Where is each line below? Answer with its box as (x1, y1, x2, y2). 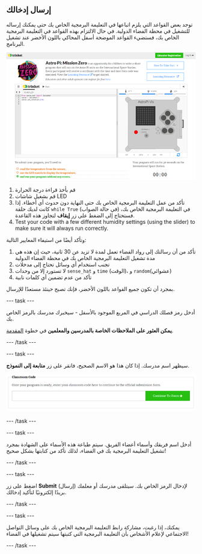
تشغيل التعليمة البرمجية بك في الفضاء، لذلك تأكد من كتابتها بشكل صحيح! (6, 447, 167, 454)
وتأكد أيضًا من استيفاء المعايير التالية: (6, 236, 87, 243)
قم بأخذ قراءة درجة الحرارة (14, 186, 76, 193)
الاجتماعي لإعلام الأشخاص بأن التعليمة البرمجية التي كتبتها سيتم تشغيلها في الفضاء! (6, 530, 189, 538)
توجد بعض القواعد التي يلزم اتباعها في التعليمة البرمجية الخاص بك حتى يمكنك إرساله (6, 21, 193, 28)
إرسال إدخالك (6, 5, 51, 15)
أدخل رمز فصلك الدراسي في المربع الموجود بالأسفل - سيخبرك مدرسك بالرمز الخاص (6, 308, 195, 316)
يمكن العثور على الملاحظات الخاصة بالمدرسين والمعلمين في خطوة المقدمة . (6, 326, 174, 334)
